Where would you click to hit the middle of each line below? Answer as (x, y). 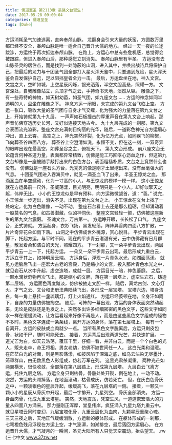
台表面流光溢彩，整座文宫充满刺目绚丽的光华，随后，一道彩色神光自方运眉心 (86, 129)
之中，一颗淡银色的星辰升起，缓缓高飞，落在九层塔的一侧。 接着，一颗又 (82, 386)
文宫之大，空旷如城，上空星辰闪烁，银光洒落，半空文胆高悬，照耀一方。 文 (84, 85)
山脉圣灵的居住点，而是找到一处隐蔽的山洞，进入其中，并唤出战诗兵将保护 (84, 65)
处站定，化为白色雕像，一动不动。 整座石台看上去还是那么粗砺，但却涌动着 (84, 206)
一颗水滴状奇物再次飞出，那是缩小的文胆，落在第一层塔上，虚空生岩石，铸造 (86, 277)
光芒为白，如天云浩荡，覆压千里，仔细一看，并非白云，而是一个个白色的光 (88, 341)
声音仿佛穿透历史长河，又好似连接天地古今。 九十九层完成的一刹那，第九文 (84, 123)
